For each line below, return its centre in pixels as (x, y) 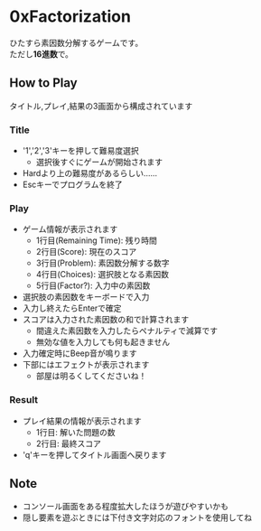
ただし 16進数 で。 (42, 54)
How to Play (44, 83)
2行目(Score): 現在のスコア (86, 252)
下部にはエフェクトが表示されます (86, 365)
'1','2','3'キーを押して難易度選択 (80, 151)
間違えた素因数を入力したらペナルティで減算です (127, 331)
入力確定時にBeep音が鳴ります (79, 353)
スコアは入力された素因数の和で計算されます (106, 320)
